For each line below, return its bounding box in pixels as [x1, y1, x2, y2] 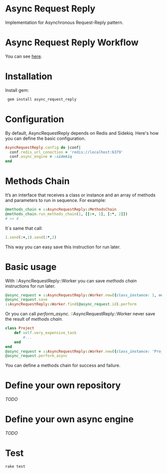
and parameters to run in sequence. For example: [5, 197, 106, 203]
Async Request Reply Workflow [5, 37, 139, 48]
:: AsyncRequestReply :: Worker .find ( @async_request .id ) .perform [5, 302, 137, 307]
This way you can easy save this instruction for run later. [5, 244, 121, 250]
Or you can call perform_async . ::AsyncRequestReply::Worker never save [5, 311, 156, 317]
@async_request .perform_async [5, 354, 68, 359]
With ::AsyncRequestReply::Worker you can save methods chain [5, 278, 137, 284]
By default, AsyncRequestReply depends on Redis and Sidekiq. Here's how [5, 130, 159, 136]
